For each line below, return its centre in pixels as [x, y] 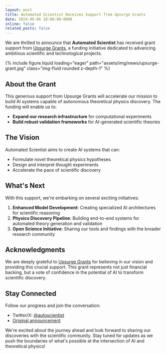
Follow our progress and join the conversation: [53, 305]
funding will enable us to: [31, 107]
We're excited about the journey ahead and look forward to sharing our [78, 330]
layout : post [19, 10]
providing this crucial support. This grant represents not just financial [76, 267]
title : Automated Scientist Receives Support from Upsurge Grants [76, 15]
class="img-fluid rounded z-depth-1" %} [69, 69]
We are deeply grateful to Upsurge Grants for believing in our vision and [79, 262]
